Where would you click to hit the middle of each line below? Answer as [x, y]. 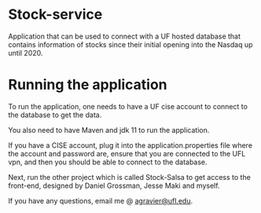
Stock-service [55, 15]
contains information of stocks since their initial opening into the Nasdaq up [130, 44]
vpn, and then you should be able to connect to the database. [108, 162]
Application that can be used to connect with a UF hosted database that [125, 36]
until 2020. [26, 53]
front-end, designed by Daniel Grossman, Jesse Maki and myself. [114, 185]
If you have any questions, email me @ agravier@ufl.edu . [101, 200]
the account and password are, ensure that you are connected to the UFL [127, 153]
